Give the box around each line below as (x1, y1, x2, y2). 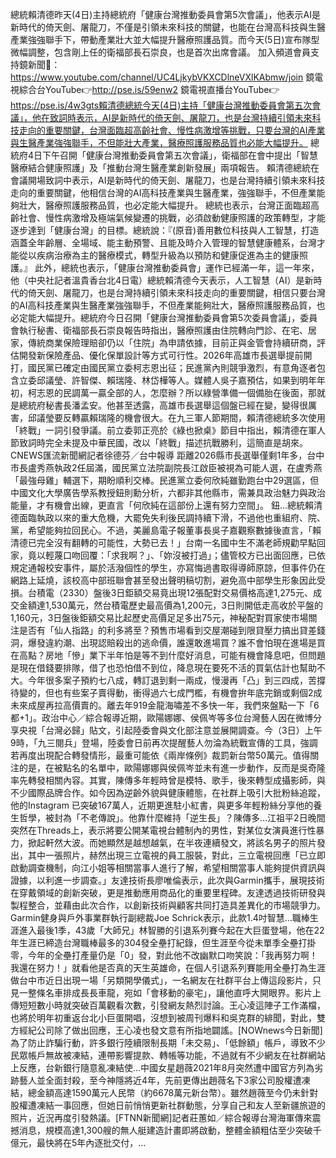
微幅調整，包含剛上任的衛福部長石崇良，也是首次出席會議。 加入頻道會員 (10, 46, 311, 58)
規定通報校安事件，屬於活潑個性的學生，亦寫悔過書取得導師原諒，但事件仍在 (10, 562, 326, 573)
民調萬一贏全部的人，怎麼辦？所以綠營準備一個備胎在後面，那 (62, 387, 317, 398)
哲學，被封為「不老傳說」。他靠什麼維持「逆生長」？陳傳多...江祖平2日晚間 (18, 812, 326, 823)
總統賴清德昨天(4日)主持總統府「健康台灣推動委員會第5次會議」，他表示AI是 (10, 9, 321, 20)
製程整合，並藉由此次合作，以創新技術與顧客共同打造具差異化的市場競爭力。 (10, 899, 326, 911)
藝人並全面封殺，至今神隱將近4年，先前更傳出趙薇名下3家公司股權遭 (18, 1074, 302, 1086)
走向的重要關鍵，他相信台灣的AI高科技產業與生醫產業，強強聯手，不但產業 (10, 187, 317, 198)
